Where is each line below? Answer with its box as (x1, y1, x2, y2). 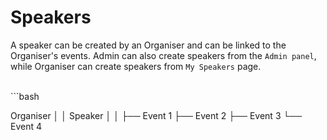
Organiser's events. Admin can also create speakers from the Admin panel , (10, 49, 317, 61)
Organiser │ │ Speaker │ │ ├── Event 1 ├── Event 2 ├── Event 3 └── (10, 109, 303, 121)
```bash (10, 90, 40, 102)
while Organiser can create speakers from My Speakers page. (10, 60, 262, 72)
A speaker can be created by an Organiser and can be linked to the (10, 39, 287, 51)
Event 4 (10, 120, 43, 132)
